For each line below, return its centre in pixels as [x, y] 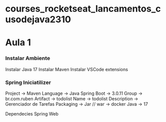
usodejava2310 [38, 19]
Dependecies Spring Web [32, 113]
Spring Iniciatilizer [28, 82]
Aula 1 [18, 43]
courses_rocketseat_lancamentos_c [83, 9]
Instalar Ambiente [28, 58]
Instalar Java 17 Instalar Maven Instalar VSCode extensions [67, 69]
